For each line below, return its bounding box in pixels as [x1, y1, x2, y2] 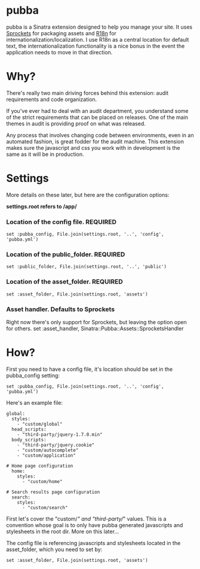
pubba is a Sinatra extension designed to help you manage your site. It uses [6, 23, 193, 30]
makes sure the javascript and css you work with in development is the [6, 144, 180, 151]
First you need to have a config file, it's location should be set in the [6, 365, 173, 373]
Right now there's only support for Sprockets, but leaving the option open [6, 319, 187, 325]
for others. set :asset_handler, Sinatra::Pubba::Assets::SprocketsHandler [6, 325, 184, 332]
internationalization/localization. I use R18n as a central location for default [6, 36, 189, 43]
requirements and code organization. [6, 96, 97, 103]
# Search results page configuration [6, 489, 100, 495]
